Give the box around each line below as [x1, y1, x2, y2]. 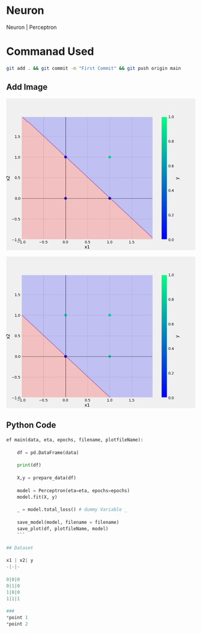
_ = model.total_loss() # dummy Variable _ [17, 507, 128, 513]
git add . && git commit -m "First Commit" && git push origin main [6, 65, 181, 71]
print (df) [17, 462, 42, 469]
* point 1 [6, 615, 28, 621]
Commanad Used [6, 45, 94, 58]
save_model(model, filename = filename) [17, 519, 119, 526]
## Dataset [6, 544, 34, 551]
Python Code [6, 420, 56, 431]
